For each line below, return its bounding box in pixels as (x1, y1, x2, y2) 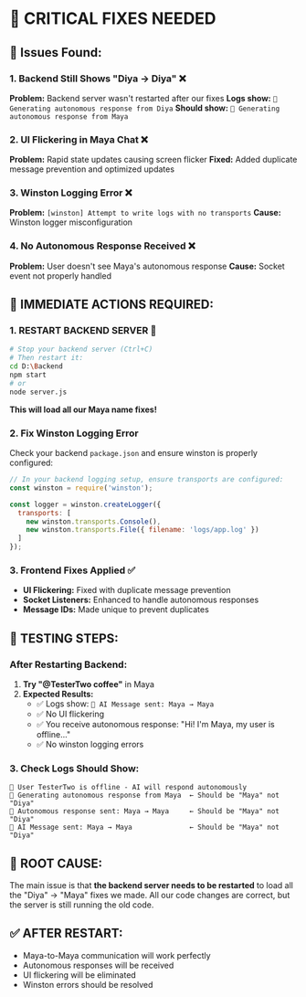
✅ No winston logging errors (36, 738, 144, 749)
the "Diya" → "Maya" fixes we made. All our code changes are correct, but (9, 890, 290, 901)
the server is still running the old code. (9, 899, 154, 910)
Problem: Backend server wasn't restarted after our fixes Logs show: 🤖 (9, 92, 278, 103)
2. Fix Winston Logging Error (9, 427, 139, 440)
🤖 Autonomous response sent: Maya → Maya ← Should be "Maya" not (9, 807, 280, 816)
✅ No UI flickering (36, 708, 105, 719)
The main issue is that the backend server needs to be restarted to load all (9, 880, 294, 891)
